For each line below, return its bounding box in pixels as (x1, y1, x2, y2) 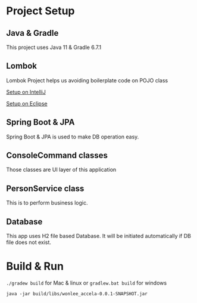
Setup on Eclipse (6, 100, 48, 107)
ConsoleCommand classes (6, 150, 108, 160)
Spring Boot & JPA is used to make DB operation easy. (6, 133, 139, 140)
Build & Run (6, 259, 64, 273)
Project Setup (6, 4, 76, 18)
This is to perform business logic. (6, 199, 88, 206)
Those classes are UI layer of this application (6, 166, 117, 174)
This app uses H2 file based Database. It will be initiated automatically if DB (6, 233, 192, 240)
